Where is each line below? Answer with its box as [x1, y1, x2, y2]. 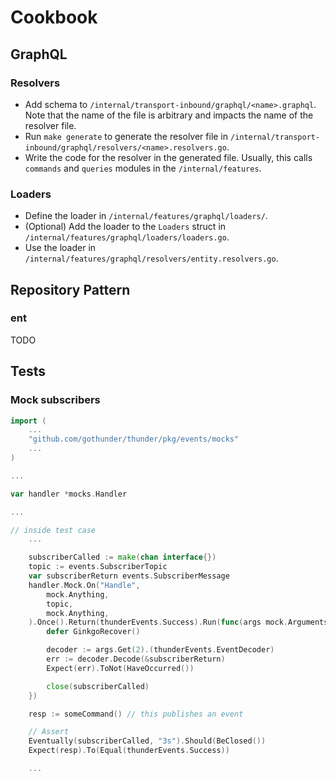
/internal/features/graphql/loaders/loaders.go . [24, 231, 230, 243]
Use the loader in [24, 242, 97, 254]
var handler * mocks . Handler [10, 489, 128, 499]
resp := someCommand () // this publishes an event [28, 709, 244, 719]
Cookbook [10, 6, 98, 29]
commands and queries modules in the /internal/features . [24, 162, 262, 174]
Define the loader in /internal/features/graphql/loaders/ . [24, 210, 268, 222]
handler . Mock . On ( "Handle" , [28, 580, 141, 590]
